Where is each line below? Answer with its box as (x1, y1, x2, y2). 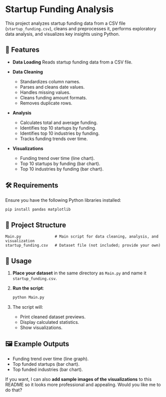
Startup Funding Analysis (5, 4, 114, 15)
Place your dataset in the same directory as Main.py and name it (12, 270, 147, 276)
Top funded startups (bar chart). (12, 361, 79, 367)
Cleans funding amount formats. (20, 94, 87, 100)
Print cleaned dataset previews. (20, 314, 86, 320)
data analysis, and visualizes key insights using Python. (5, 31, 120, 37)
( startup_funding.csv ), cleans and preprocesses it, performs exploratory (5, 25, 156, 31)
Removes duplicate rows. (20, 100, 72, 106)
